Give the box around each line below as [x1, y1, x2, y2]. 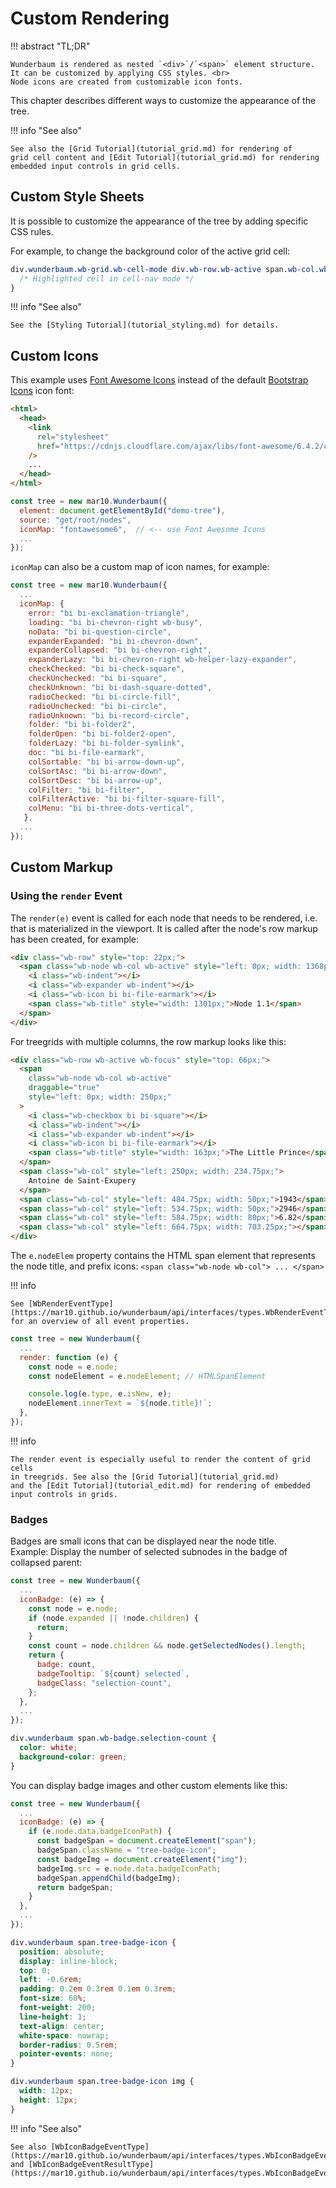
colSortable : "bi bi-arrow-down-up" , [28, 757, 186, 767]
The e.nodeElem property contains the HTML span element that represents [10, 1250, 316, 1261]
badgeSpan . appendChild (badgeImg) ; [36, 1873, 182, 1883]
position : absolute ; [19, 1947, 105, 1957]
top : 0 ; [19, 1965, 52, 1976]
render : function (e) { [19, 1352, 118, 1362]
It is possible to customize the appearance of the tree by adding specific [10, 215, 309, 227]
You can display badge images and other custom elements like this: [10, 1779, 288, 1791]
